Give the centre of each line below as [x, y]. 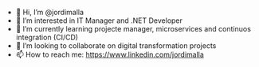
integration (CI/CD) [47, 37]
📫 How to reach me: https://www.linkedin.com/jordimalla [110, 54]
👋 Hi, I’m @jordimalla [50, 12]
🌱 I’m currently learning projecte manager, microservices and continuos [133, 29]
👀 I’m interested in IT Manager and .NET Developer [99, 20]
